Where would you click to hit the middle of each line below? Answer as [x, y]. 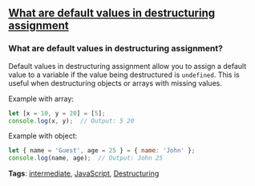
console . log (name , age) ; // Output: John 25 [85, 158]
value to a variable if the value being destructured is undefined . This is [124, 75]
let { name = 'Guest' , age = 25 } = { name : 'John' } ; [102, 151]
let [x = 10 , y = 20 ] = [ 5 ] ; [57, 113]
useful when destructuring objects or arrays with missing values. [115, 83]
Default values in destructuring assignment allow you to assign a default [127, 66]
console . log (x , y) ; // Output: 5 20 [71, 121]
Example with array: [41, 99]
